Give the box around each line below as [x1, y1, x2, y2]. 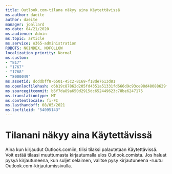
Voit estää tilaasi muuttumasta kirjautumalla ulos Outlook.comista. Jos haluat [5, 151, 167, 158]
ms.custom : [5, 55, 29, 60]
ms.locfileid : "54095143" [5, 107, 60, 113]
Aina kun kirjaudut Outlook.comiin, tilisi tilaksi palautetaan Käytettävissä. [5, 146, 158, 153]
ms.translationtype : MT [5, 93, 56, 98]
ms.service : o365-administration [5, 41, 77, 46]
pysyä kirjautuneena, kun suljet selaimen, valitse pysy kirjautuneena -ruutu [5, 157, 163, 163]
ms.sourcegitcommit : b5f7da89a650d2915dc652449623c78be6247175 [5, 88, 143, 94]
